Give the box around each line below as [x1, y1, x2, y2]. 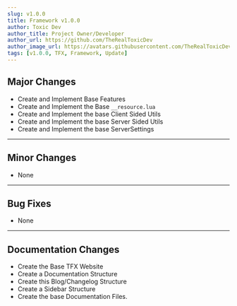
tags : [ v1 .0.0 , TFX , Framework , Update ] [7, 50, 128, 57]
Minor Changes [7, 152, 77, 164]
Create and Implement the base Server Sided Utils [17, 117, 164, 126]
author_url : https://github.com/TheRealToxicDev [7, 37, 153, 44]
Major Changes [7, 76, 76, 88]
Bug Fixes [7, 197, 51, 209]
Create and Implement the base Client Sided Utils [17, 110, 161, 118]
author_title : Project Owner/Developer [7, 30, 125, 37]
